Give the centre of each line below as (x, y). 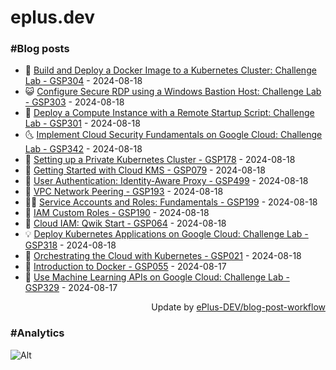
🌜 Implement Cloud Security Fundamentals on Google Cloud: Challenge (173, 135)
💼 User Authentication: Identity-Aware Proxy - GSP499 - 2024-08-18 (166, 181)
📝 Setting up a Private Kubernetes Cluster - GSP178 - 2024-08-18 (160, 160)
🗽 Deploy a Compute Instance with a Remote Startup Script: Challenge (169, 113)
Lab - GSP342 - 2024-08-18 (83, 149)
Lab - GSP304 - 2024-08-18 (83, 81)
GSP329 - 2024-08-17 (71, 288)
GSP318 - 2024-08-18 (70, 245)
